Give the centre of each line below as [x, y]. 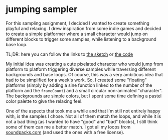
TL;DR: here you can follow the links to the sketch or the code [69, 54]
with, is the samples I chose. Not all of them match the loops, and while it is [83, 116]
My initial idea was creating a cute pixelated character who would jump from [85, 64]
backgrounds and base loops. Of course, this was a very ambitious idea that [84, 74]
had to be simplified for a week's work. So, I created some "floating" [76, 80]
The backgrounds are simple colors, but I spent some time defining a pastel [84, 96]
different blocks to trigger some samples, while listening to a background [81, 39]
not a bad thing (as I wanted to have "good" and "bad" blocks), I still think [82, 121]
